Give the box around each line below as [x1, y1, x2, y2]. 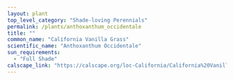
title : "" [7, 29, 36, 37]
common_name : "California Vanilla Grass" [7, 36, 130, 43]
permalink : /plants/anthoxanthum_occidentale [7, 23, 141, 30]
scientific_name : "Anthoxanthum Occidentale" [7, 42, 141, 49]
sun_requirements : [7, 49, 61, 56]
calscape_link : [7, 62, 52, 69]
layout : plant [7, 10, 49, 17]
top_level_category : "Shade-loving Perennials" [7, 17, 148, 24]
